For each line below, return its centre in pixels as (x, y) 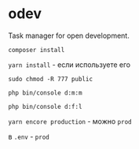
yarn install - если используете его (69, 65)
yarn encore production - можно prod (70, 121)
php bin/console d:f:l (45, 106)
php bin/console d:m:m (45, 93)
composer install (37, 50)
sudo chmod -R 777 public (50, 79)
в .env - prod (29, 136)
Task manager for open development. (69, 35)
